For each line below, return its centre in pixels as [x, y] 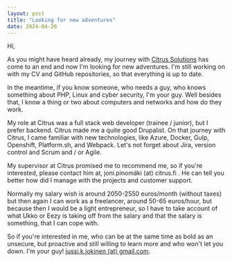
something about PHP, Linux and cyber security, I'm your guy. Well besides [114, 95]
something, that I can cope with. [53, 223]
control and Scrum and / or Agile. [54, 152]
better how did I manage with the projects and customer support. [100, 180]
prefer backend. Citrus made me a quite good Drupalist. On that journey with [116, 130]
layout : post [26, 13]
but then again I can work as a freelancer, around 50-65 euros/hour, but [110, 201]
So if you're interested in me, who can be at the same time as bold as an [110, 236]
